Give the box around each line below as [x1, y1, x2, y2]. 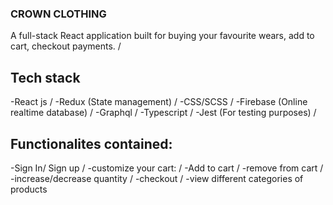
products [10, 183, 48, 195]
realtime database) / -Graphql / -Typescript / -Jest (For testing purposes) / [10, 107, 317, 119]
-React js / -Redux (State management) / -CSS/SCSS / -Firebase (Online [10, 96, 308, 108]
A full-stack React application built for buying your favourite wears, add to [10, 30, 315, 42]
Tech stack [10, 69, 81, 86]
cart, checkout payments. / [10, 40, 122, 52]
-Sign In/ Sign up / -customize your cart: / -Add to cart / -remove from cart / [10, 162, 324, 174]
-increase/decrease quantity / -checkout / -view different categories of [10, 172, 304, 184]
